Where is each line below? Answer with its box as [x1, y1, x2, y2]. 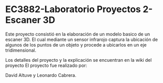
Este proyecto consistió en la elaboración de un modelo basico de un [5, 31, 150, 37]
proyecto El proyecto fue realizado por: [5, 62, 88, 68]
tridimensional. [5, 47, 37, 53]
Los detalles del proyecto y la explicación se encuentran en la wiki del [5, 57, 152, 63]
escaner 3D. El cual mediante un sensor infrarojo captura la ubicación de [5, 36, 158, 43]
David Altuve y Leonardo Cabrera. [5, 72, 76, 78]
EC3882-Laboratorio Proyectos [5, 4, 141, 15]
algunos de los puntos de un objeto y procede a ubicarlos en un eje [5, 41, 147, 48]
